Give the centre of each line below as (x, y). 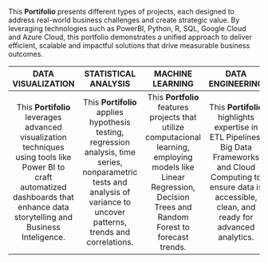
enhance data (43, 207)
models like (173, 167)
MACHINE (173, 74)
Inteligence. (43, 237)
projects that (173, 117)
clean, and (236, 207)
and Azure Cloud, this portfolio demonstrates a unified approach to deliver (130, 37)
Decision (173, 197)
